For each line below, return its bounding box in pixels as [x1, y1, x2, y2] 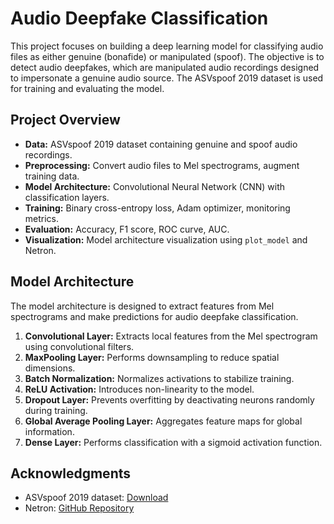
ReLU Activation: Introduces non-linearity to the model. [24, 383, 255, 395]
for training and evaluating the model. [10, 82, 165, 94]
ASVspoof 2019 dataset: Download [24, 492, 169, 504]
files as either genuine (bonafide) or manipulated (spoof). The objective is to [10, 50, 325, 62]
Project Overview [10, 112, 121, 129]
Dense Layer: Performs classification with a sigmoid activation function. [24, 436, 323, 448]
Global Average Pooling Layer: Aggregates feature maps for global [24, 415, 303, 427]
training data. [24, 170, 80, 182]
